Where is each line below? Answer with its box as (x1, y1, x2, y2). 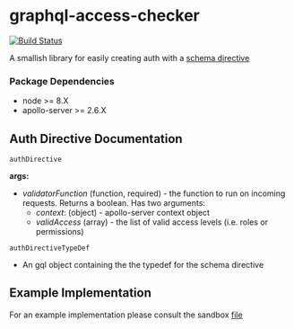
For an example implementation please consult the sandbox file (9, 309, 244, 320)
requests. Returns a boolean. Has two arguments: (22, 198, 206, 209)
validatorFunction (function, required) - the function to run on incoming (22, 188, 286, 199)
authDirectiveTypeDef (9, 244, 91, 253)
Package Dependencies (9, 75, 115, 87)
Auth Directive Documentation (9, 131, 183, 147)
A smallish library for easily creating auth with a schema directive (9, 52, 250, 63)
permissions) (35, 227, 84, 237)
